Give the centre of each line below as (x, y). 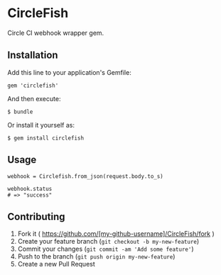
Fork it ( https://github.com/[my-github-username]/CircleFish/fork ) (116, 234)
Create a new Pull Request (56, 264)
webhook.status (30, 189)
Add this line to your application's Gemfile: (69, 72)
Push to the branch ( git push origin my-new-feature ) (96, 256)
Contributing (36, 216)
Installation (33, 55)
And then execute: (34, 98)
